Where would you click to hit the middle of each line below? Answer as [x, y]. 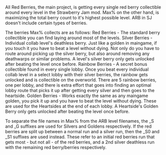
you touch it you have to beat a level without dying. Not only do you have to [83, 48]
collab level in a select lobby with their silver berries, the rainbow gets [77, 75]
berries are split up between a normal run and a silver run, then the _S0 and [83, 131]
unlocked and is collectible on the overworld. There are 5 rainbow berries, [81, 80]
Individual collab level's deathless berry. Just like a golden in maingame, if [81, 43]
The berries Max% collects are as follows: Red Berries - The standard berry [83, 32]
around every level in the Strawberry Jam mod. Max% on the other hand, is [82, 12]
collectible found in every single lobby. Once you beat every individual [77, 69]
